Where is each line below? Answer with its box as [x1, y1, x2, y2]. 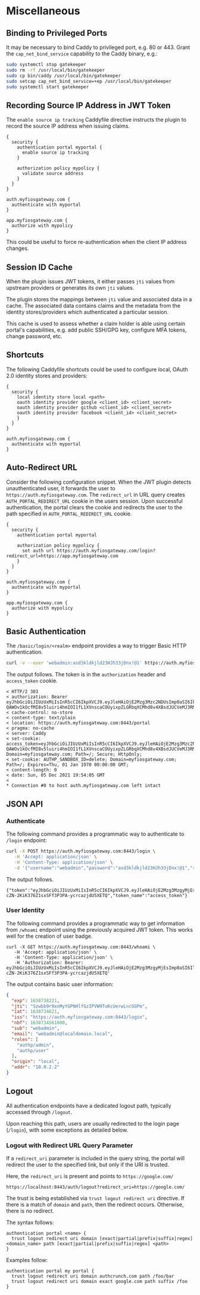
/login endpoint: [6, 837, 48, 843]
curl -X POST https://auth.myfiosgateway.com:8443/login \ [6, 848, 156, 854]
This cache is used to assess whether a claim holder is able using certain [6, 320, 186, 327]
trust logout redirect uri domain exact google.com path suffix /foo [11, 1278, 187, 1285]
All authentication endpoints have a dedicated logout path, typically [6, 1102, 171, 1109]
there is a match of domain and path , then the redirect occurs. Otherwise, [6, 1201, 185, 1209]
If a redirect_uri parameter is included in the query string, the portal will [6, 1155, 185, 1162]
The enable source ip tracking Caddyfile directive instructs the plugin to [6, 116, 186, 123]
